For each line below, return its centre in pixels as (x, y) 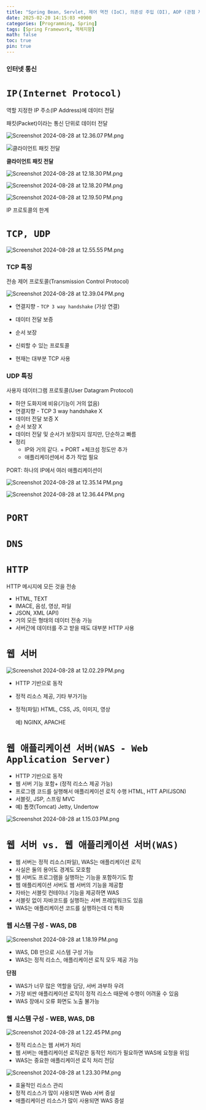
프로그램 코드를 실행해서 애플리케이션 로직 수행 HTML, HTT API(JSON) (101, 791)
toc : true (19, 41)
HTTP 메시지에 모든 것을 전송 (41, 586)
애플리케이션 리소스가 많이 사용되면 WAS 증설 (70, 1100)
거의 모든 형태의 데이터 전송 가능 (54, 620)
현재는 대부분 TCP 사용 (43, 358)
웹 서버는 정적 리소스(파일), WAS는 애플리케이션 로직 (78, 862)
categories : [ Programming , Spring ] (52, 23)
